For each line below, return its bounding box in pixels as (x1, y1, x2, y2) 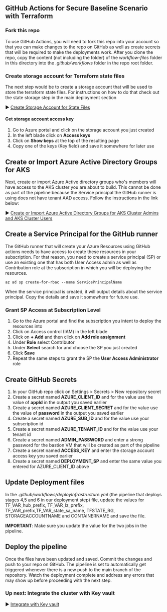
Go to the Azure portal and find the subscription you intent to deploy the (12, 318, 161, 324)
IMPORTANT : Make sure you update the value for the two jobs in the (5, 522, 147, 528)
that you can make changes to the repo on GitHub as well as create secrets (5, 44, 160, 50)
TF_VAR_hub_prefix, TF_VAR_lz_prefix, (5, 502, 84, 508)
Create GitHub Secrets (5, 375, 77, 384)
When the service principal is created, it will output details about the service (5, 288, 162, 294)
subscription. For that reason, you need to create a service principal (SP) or (5, 254, 161, 260)
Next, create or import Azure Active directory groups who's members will (5, 179, 156, 185)
